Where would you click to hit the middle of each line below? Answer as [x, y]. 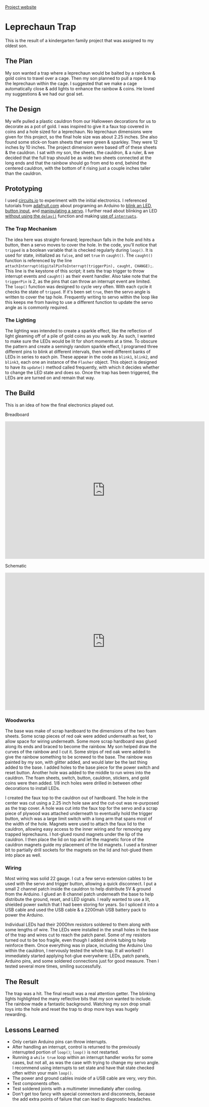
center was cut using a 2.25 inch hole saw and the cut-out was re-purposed [82, 803]
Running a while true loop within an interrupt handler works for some [83, 1057]
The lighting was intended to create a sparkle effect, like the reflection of [78, 330]
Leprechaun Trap [41, 27]
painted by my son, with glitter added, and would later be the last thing [76, 762]
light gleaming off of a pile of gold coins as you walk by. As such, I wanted [80, 336]
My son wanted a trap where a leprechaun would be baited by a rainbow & [80, 73]
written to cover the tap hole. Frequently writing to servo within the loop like [81, 297]
